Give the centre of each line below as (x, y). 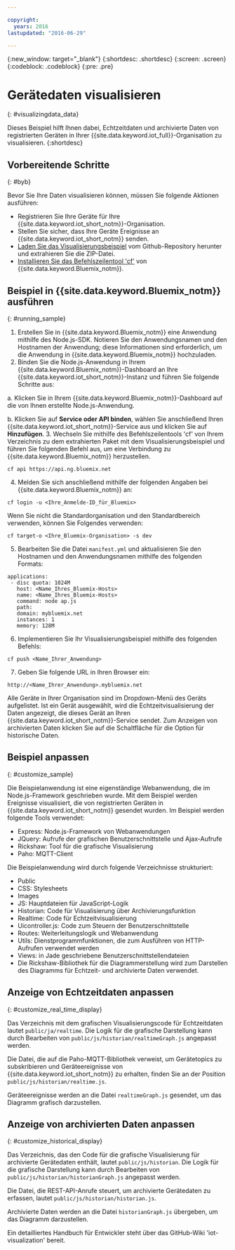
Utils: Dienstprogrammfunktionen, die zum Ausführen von (101, 940)
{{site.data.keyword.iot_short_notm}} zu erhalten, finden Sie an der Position (116, 1074)
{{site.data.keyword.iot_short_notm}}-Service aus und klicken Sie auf (107, 426)
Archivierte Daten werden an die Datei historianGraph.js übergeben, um (113, 1212)
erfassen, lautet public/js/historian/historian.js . (82, 1198)
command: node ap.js (47, 601)
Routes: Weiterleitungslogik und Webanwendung (88, 933)
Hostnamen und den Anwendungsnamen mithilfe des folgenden (109, 556)
